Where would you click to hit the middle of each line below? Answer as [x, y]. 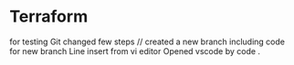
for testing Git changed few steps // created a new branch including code [147, 42]
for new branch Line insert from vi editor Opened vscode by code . [135, 51]
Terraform [49, 17]
